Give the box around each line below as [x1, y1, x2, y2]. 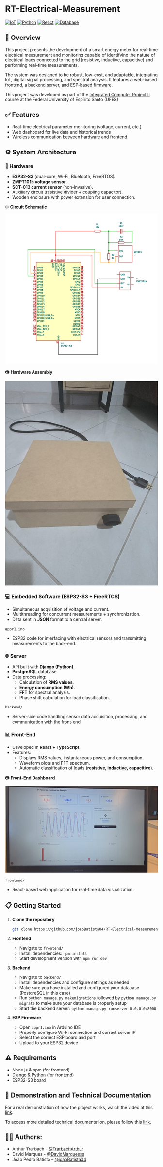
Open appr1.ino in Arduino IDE [19, 1024, 81, 1030]
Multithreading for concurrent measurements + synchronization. [12, 612, 141, 617]
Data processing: [12, 674, 47, 680]
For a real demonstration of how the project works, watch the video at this [5, 1104, 153, 1110]
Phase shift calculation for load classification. [19, 695, 110, 701]
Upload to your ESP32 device [19, 1040, 79, 1046]
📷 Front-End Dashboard [5, 775, 55, 781]
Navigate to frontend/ [19, 945, 64, 951]
